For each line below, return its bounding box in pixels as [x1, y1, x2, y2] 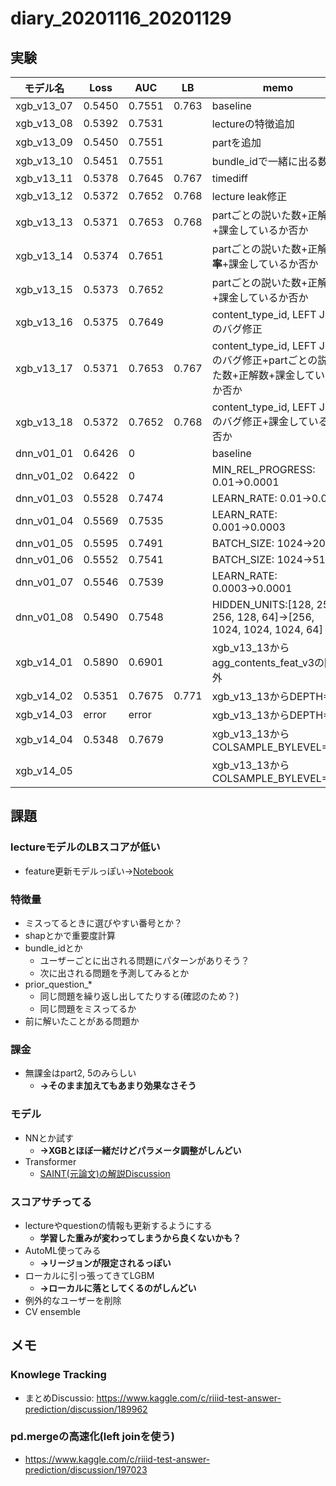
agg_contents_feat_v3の [211, 656, 325, 669]
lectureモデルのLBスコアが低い [10, 840, 161, 854]
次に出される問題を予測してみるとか [39, 967, 190, 979]
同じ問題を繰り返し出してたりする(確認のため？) [39, 990, 240, 1002]
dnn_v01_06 [15, 553, 74, 566]
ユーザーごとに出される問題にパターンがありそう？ [39, 954, 250, 966]
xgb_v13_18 [15, 415, 73, 429]
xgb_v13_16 [15, 315, 73, 329]
